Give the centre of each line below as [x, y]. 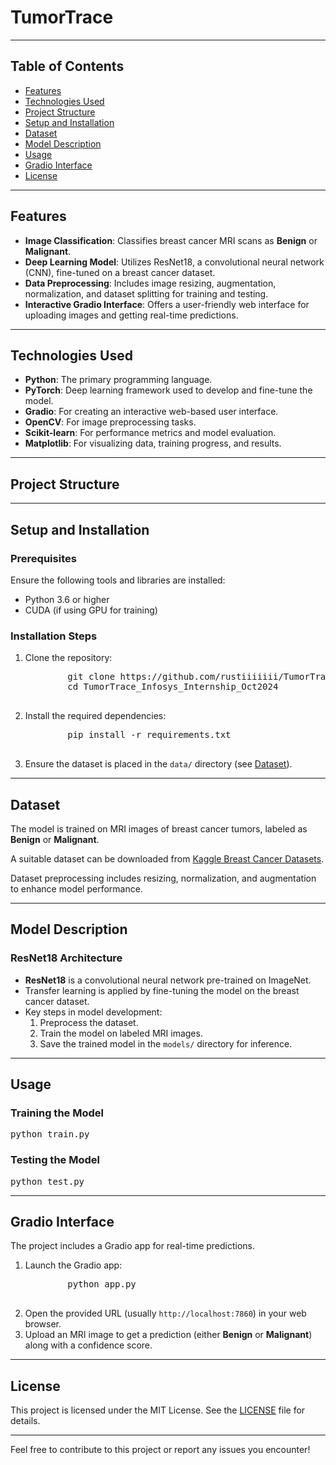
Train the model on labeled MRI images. [121, 1033]
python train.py [50, 1134]
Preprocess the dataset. [89, 1022]
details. [25, 1421]
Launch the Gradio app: [73, 1265]
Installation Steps [54, 636]
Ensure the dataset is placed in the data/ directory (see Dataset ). [158, 764]
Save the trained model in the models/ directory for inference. [166, 1043]
